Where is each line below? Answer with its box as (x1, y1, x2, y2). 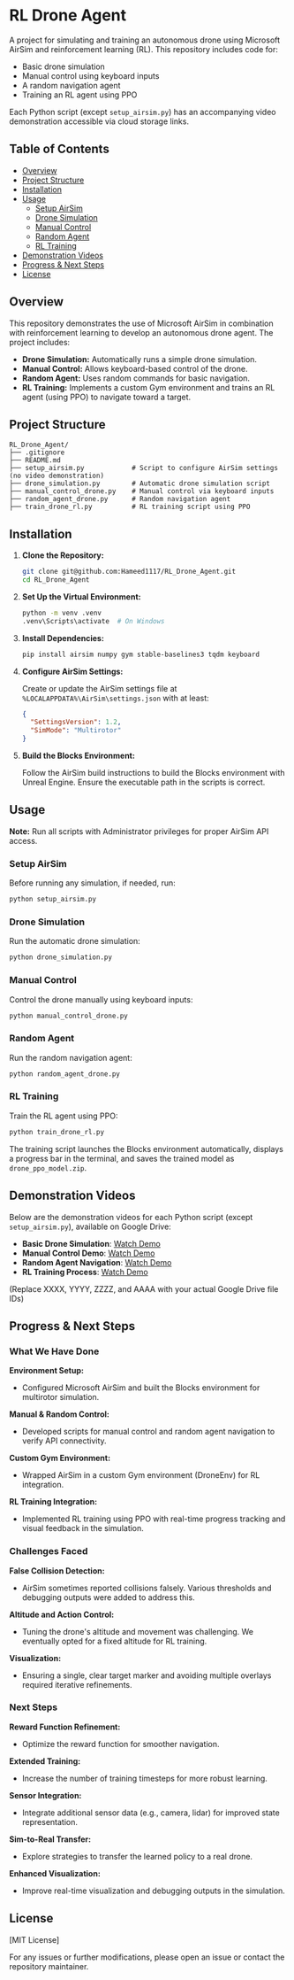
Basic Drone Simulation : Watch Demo (21, 1238, 161, 1249)
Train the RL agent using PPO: (9, 1110, 118, 1121)
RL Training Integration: (9, 1497, 98, 1507)
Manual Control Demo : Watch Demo (21, 1248, 155, 1258)
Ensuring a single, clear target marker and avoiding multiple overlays (21, 1670, 272, 1681)
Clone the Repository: (21, 550, 104, 561)
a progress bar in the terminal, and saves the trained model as (9, 1153, 235, 1164)
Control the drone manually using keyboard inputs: (9, 994, 193, 1005)
